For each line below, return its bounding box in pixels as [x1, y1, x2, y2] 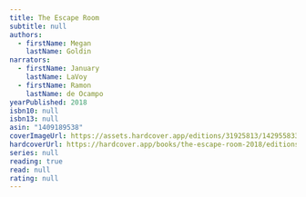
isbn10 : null [9, 106, 59, 115]
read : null [9, 165, 51, 174]
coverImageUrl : [9, 132, 67, 141]
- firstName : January [17, 64, 100, 74]
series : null [9, 148, 59, 157]
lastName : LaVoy [25, 73, 88, 82]
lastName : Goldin [25, 47, 92, 56]
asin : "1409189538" [9, 123, 84, 133]
